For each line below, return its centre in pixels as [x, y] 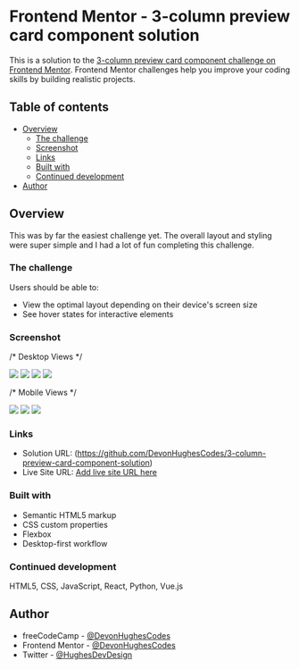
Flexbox [37, 534]
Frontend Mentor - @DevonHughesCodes [99, 645]
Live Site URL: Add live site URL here [90, 472]
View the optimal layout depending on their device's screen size [140, 305]
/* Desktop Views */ [46, 357]
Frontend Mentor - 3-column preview [150, 17]
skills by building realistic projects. [72, 79]
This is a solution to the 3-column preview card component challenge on [143, 60]
